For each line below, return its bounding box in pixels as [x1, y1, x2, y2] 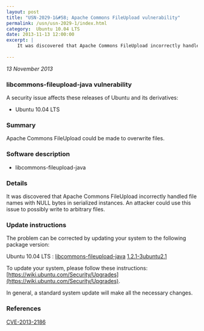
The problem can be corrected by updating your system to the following [6, 234, 186, 242]
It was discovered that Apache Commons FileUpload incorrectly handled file [6, 193, 197, 200]
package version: [6, 241, 50, 248]
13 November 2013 [6, 65, 53, 72]
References [6, 304, 41, 313]
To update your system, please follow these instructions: [6, 265, 148, 272]
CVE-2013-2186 [6, 318, 46, 326]
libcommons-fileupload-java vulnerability [6, 80, 132, 89]
